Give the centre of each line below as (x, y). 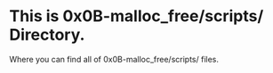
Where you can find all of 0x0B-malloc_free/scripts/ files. (114, 59)
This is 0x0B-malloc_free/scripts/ (136, 16)
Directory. (47, 35)
